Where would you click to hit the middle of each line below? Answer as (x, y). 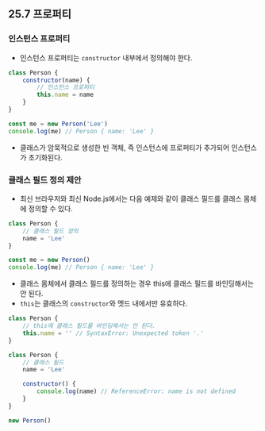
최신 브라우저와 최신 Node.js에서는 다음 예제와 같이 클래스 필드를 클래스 (131, 198)
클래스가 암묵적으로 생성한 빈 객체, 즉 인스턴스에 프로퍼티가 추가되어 (125, 147)
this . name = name (65, 95)
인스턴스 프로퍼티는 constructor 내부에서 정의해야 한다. (106, 57)
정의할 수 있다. (50, 208)
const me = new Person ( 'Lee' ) (58, 124)
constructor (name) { (56, 80)
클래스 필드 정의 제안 (45, 179)
